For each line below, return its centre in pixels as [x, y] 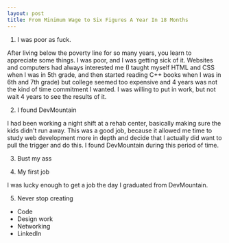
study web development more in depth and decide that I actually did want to [114, 137]
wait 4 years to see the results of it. [57, 96]
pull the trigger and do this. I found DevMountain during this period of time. [113, 145]
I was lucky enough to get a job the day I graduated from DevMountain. [108, 185]
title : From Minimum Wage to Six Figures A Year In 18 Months [98, 20]
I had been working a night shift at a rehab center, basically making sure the [114, 123]
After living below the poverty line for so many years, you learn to [99, 53]
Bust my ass [34, 158]
